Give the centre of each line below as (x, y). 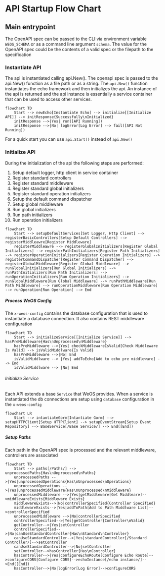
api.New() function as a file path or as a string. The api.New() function (76, 84)
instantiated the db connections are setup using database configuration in (80, 399)
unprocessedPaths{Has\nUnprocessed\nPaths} (51, 473)
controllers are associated (32, 455)
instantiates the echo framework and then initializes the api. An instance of (81, 89)
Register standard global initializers (48, 188)
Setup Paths (18, 437)
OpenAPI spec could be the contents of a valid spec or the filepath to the (79, 49)
